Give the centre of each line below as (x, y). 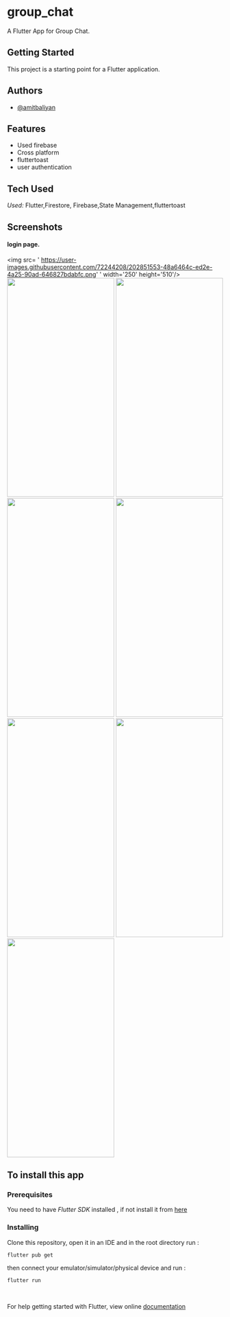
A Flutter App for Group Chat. (49, 31)
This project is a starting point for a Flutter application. (84, 69)
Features (26, 129)
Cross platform (38, 152)
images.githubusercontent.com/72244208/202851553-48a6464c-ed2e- (110, 267)
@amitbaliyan (36, 107)
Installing (23, 1228)
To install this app (46, 1175)
